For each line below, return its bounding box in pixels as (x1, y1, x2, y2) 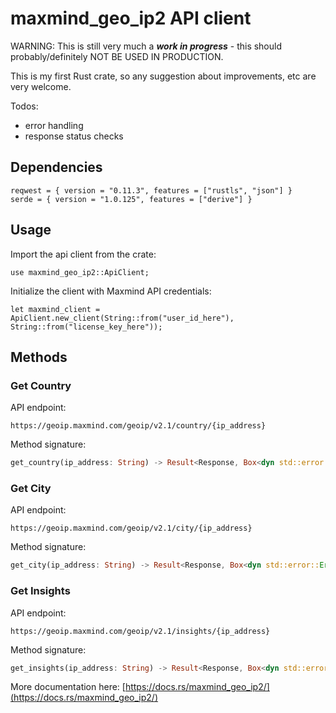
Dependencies (10, 159, 103, 176)
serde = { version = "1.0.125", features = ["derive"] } (10, 194, 253, 204)
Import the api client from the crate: (10, 248, 157, 260)
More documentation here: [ (10, 681, 126, 693)
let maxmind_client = (10, 304, 101, 314)
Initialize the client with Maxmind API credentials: (10, 285, 212, 297)
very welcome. (10, 80, 72, 92)
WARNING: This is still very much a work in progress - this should (10, 40, 283, 52)
